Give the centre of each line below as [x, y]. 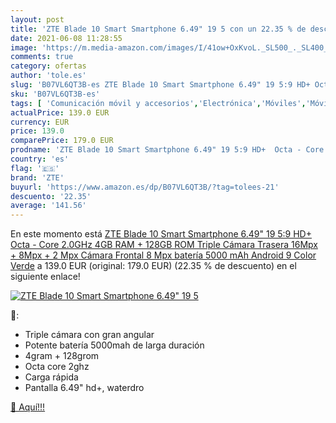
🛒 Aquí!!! [28, 407]
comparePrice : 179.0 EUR [62, 141]
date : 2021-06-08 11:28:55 [66, 38]
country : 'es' [40, 159]
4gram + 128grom [62, 356]
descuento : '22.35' [51, 196]
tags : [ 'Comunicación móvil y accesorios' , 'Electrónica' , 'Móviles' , [158, 103]
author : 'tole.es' [48, 76]
